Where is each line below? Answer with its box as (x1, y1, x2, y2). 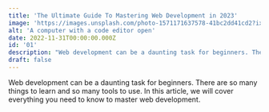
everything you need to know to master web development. (8, 95, 201, 104)
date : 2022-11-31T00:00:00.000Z (8, 33, 116, 42)
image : (8, 19, 30, 27)
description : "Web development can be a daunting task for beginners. (8, 48, 249, 56)
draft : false (8, 56, 52, 64)
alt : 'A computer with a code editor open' (8, 26, 156, 34)
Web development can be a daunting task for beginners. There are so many (8, 77, 258, 87)
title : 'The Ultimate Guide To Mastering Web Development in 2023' (8, 11, 239, 20)
